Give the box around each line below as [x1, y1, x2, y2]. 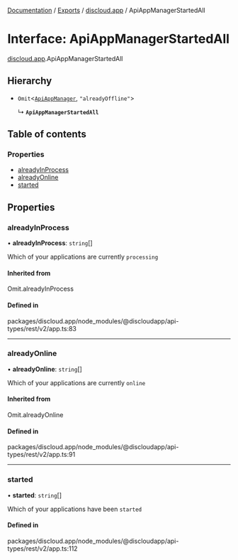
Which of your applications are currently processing [7, 252, 159, 262]
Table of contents [7, 128, 86, 141]
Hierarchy [7, 75, 52, 87]
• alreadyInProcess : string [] [7, 239, 93, 247]
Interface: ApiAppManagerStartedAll [7, 31, 230, 47]
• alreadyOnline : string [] [7, 365, 83, 373]
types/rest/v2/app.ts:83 [7, 324, 76, 333]
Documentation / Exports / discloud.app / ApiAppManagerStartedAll [7, 6, 205, 14]
